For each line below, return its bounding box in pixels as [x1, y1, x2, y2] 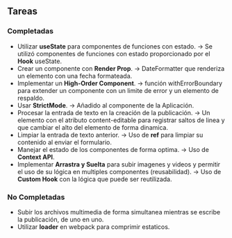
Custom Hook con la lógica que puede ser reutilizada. [17, 175, 172, 183]
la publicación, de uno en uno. [17, 215, 104, 223]
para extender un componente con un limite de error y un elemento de [17, 86, 219, 94]
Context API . [17, 153, 55, 161]
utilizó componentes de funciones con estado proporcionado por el [17, 49, 210, 58]
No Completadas [7, 192, 65, 202]
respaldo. [17, 94, 45, 102]
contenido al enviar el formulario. [17, 138, 113, 146]
